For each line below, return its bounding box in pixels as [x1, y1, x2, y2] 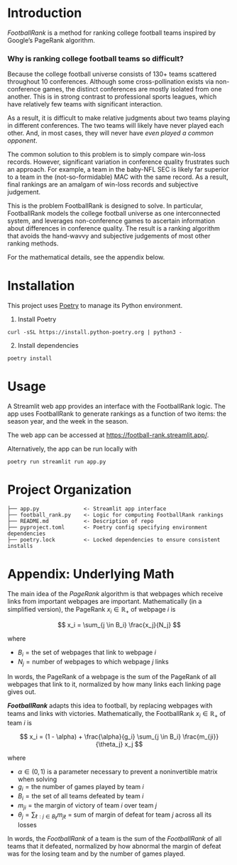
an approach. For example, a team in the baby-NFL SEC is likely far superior [7, 165, 229, 174]
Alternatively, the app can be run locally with [7, 445, 138, 453]
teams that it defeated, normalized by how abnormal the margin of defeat [7, 842, 221, 850]
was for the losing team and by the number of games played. [7, 849, 186, 858]
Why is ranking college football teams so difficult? [7, 53, 184, 63]
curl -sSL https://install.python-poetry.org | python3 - [7, 329, 182, 336]
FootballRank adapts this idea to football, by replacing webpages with [7, 701, 213, 710]
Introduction [7, 5, 82, 21]
